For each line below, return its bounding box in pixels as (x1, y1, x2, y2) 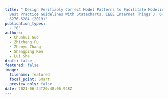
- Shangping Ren (9, 49, 43, 54)
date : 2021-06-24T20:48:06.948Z (5, 86, 72, 91)
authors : (5, 30, 23, 35)
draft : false (5, 58, 32, 63)
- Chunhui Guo (9, 35, 39, 40)
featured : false (5, 63, 39, 68)
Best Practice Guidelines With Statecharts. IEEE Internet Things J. (9, 12, 157, 17)
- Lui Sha (9, 53, 30, 59)
